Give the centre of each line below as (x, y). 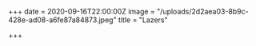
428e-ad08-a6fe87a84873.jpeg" (63, 20)
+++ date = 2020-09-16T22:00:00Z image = (82, 11)
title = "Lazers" (143, 20)
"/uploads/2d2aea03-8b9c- (203, 11)
